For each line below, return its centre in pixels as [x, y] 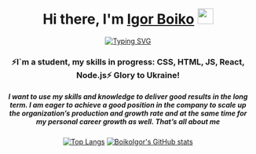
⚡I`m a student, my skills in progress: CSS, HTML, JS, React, [128, 61]
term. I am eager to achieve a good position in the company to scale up [128, 105]
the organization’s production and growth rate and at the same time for [128, 113]
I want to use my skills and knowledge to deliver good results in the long [128, 97]
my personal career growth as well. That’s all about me [128, 122]
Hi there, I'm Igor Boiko [119, 19]
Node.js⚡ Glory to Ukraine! [128, 75]
